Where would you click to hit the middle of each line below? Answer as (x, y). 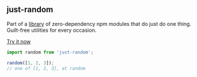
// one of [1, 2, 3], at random (46, 68)
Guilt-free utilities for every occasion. (52, 30)
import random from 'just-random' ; (50, 52)
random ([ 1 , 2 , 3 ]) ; (30, 63)
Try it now (19, 41)
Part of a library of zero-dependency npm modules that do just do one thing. (99, 24)
